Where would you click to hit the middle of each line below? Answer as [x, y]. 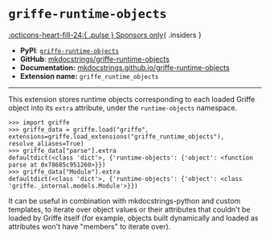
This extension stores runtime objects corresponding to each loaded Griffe [132, 99]
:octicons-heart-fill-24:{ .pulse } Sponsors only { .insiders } [105, 35]
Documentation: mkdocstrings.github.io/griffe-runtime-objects [125, 68]
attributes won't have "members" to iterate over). [90, 226]
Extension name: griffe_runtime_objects [89, 76]
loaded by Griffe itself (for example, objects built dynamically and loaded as [133, 218]
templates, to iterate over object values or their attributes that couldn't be [129, 209]
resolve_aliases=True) [46, 143]
